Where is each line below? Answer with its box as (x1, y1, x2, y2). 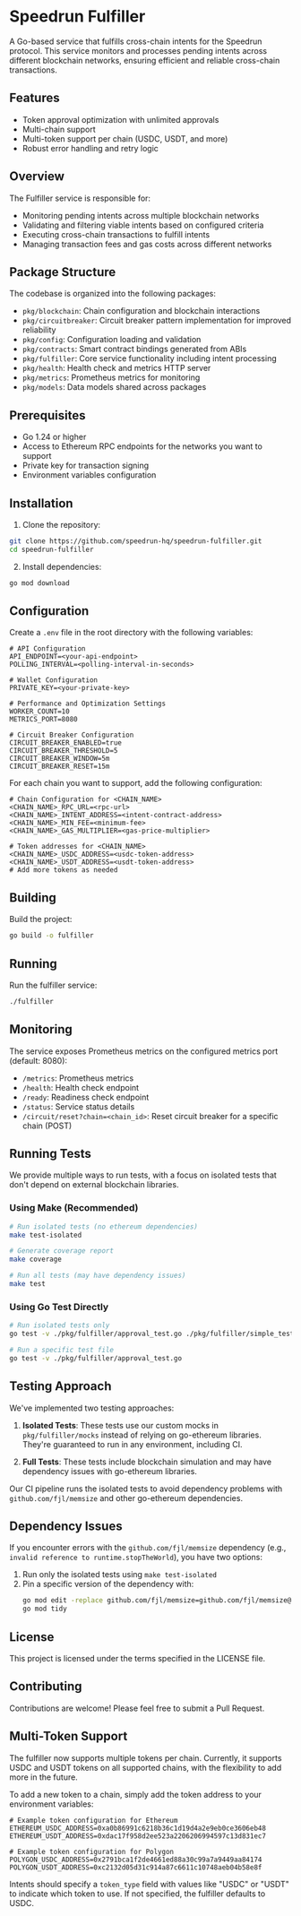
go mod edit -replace (21, 1596, 103, 1605)
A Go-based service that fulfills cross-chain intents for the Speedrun (9, 36, 262, 47)
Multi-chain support (21, 124, 96, 134)
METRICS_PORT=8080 (9, 715, 78, 724)
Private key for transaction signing (21, 460, 150, 471)
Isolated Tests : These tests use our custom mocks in (21, 1420, 219, 1430)
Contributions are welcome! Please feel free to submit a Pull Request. (9, 1703, 265, 1713)
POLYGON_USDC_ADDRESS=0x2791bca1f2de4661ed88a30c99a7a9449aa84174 (9, 1855, 262, 1864)
